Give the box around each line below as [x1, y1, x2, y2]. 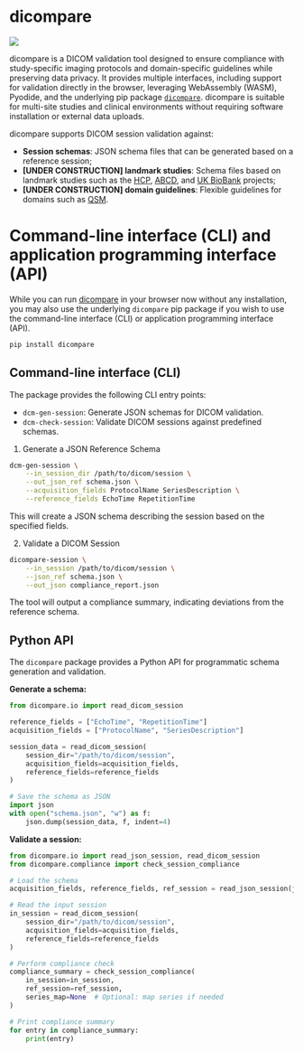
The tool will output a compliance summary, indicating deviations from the [9, 596, 284, 607]
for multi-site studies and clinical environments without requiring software [9, 101, 284, 112]
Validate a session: [9, 833, 83, 844]
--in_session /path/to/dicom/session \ [25, 563, 176, 573]
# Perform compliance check [9, 959, 115, 968]
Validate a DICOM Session [22, 538, 120, 549]
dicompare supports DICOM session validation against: [9, 128, 214, 139]
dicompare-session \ [9, 555, 87, 564]
